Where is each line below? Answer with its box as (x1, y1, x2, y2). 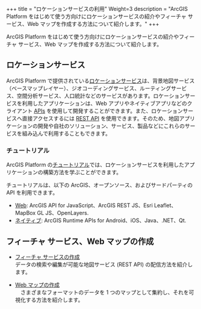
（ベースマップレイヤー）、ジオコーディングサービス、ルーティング (6, 84, 172, 92)
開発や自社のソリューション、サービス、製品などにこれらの (37, 122, 185, 130)
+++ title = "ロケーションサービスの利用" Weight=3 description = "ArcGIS (6, 5, 188, 12)
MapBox (14, 210, 36, 217)
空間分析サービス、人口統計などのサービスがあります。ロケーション (16, 92, 185, 99)
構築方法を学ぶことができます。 (43, 169, 122, 176)
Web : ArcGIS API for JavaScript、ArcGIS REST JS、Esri (14, 202, 153, 209)
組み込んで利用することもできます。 (22, 130, 111, 137)
